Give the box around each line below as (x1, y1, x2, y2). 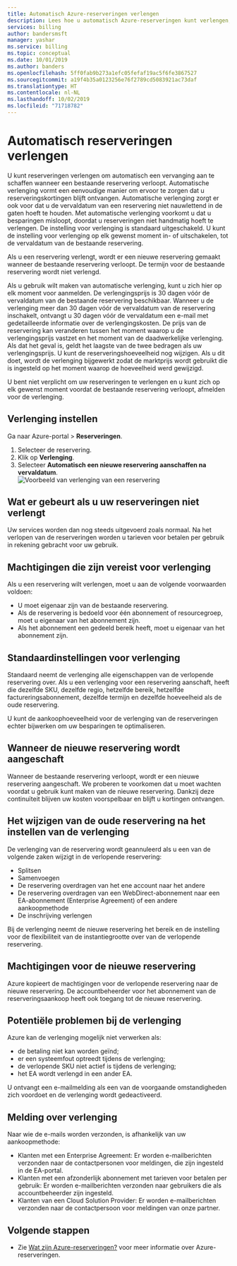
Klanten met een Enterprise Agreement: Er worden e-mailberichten (17, 1151, 212, 1160)
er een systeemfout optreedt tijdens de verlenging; (17, 1055, 166, 1063)
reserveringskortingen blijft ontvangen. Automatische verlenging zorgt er (7, 194, 219, 202)
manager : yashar (7, 37, 55, 44)
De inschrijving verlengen (17, 911, 92, 920)
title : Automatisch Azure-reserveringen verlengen (7, 10, 159, 18)
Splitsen (17, 866, 42, 874)
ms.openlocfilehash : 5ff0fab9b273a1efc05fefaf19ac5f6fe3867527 (7, 69, 197, 76)
